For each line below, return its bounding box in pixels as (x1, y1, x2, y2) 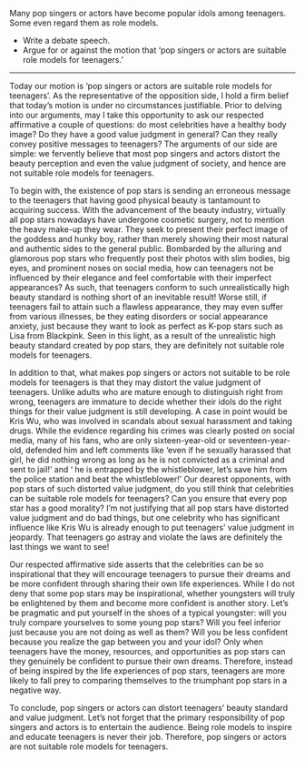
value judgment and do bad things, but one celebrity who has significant (9, 512, 280, 523)
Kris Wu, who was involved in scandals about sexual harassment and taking (9, 416, 293, 426)
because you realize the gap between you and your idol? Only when (9, 636, 264, 647)
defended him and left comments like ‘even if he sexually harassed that (25, 445, 291, 455)
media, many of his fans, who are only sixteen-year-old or (9, 435, 227, 445)
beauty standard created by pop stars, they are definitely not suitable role (9, 340, 285, 350)
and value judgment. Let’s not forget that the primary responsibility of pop (9, 712, 286, 723)
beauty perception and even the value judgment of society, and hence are (9, 158, 287, 168)
